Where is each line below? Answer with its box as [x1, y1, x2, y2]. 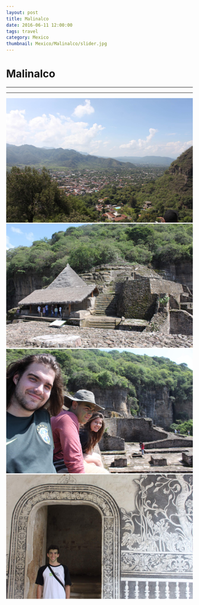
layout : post [6, 9, 38, 15]
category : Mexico [6, 34, 49, 41]
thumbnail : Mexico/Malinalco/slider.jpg [6, 41, 108, 47]
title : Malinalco [6, 15, 49, 22]
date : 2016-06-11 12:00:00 [6, 22, 73, 28]
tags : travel [6, 28, 38, 34]
